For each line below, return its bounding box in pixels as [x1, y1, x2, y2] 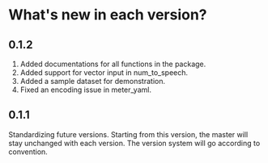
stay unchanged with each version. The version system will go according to [8, 138, 261, 148]
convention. [8, 147, 49, 157]
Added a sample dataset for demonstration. [19, 77, 166, 86]
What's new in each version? [8, 6, 208, 24]
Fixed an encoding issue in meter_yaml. [19, 85, 152, 94]
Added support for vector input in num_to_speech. [19, 68, 189, 77]
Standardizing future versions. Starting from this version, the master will [8, 129, 249, 139]
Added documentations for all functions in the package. [19, 59, 206, 69]
